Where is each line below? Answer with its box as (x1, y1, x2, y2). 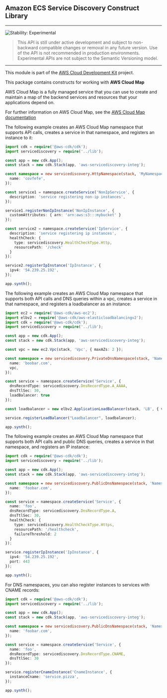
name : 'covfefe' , (9, 176, 46, 181)
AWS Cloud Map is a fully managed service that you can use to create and (5, 89, 158, 95)
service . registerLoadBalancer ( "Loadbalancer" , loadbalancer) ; (5, 416, 137, 420)
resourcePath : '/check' (14, 245, 64, 250)
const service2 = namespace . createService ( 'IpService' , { (5, 226, 128, 231)
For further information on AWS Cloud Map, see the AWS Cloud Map (5, 109, 145, 115)
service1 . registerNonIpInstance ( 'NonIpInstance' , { (5, 208, 114, 213)
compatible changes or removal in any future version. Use (39, 44, 158, 50)
